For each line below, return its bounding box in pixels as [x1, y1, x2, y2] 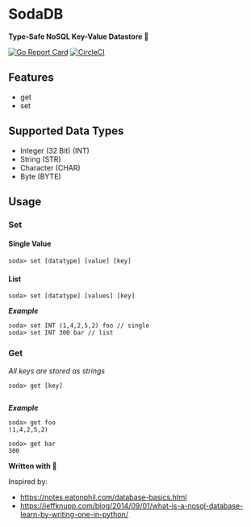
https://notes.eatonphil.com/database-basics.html [19, 492, 187, 502]
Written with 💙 [8, 461, 58, 470]
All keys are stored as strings [8, 365, 106, 376]
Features [8, 70, 54, 85]
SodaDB [8, 5, 64, 23]
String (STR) [19, 154, 62, 164]
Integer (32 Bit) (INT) [19, 145, 90, 155]
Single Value [8, 239, 52, 249]
